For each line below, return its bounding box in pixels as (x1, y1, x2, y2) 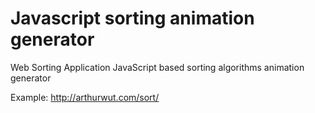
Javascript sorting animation (10, 7, 255, 30)
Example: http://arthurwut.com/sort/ (10, 91, 160, 103)
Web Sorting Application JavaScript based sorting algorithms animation (10, 61, 305, 73)
